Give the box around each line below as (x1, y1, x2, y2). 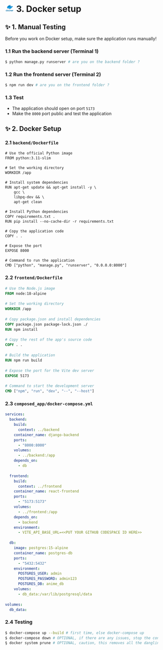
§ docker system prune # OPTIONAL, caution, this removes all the (5, 641, 142, 646)
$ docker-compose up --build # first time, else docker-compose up (5, 630, 145, 635)
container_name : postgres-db (14, 551, 73, 555)
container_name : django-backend (14, 432, 79, 437)
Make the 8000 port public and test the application (12, 111, 112, 116)
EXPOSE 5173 (5, 373, 29, 378)
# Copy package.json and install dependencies (5, 317, 101, 322)
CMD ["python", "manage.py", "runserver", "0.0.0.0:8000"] (5, 263, 127, 268)
